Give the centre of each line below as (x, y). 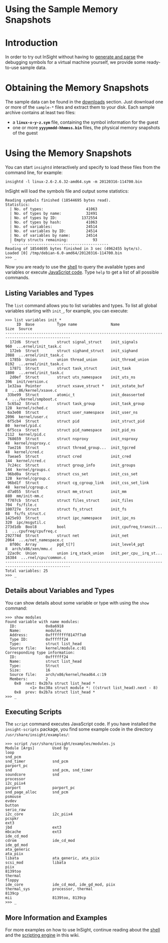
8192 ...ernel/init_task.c (35, 364)
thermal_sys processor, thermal (49, 889)
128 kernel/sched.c (27, 408)
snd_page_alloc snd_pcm (37, 792)
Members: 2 (29, 679)
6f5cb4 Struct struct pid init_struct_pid (76, 421)
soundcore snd (32, 775)
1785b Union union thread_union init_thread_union (79, 360)
